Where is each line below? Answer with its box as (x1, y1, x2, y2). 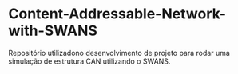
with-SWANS (8, 21, 98, 40)
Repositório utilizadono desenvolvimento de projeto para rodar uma (8, 48, 230, 57)
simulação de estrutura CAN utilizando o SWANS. (8, 56, 171, 66)
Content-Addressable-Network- (8, 5, 226, 23)
